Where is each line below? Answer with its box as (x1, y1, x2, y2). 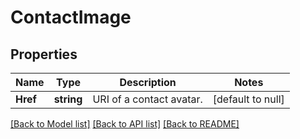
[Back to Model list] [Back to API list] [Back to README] (10, 118, 240, 130)
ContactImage (10, 6, 132, 29)
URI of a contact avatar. (92, 92, 203, 106)
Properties (10, 46, 78, 63)
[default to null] (212, 92, 285, 106)
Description (119, 76, 177, 89)
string (53, 92, 83, 106)
